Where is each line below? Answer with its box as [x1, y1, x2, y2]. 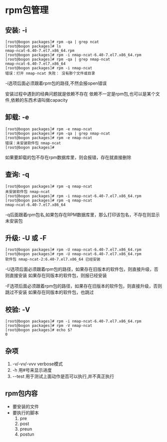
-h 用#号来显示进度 [12, 367, 52, 373]
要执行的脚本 [12, 410, 39, 416]
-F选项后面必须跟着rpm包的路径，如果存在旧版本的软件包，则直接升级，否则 [5, 283, 163, 289]
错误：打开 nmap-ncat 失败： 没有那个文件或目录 [5, 71, 96, 76]
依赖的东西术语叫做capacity [10, 97, 68, 103]
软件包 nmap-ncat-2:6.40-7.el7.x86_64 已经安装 [5, 257, 101, 262]
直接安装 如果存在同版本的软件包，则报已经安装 [9, 273, 107, 279]
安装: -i [5, 26, 27, 34]
